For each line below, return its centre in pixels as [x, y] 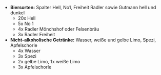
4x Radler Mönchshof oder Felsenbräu [58, 29]
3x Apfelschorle [35, 67]
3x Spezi [27, 56]
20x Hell [27, 18]
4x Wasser [29, 51]
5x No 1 [26, 23]
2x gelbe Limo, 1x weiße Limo [49, 61]
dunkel [17, 13]
